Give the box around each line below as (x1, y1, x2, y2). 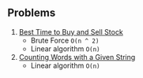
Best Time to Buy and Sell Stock (18, 27, 123, 36)
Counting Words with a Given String (18, 52, 136, 61)
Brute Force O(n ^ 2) (30, 35, 100, 45)
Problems (7, 6, 56, 20)
